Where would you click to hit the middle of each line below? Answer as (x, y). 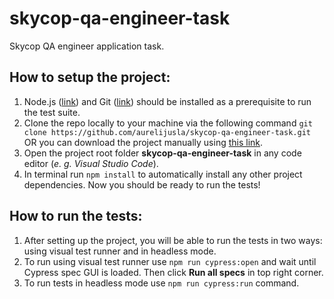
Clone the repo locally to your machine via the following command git (168, 123)
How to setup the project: (90, 77)
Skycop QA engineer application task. (87, 46)
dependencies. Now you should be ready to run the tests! (142, 184)
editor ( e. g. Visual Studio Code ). (91, 163)
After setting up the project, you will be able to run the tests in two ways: (173, 240)
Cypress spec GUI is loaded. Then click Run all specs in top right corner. (173, 272)
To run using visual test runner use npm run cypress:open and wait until (170, 261)
